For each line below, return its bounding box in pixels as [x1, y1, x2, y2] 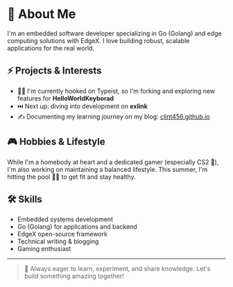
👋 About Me [7, 6, 76, 22]
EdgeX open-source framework [17, 230, 107, 238]
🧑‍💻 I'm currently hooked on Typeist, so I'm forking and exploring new [17, 87, 216, 95]
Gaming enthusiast [17, 245, 71, 253]
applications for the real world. [7, 44, 95, 52]
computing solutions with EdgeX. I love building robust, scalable [7, 36, 190, 44]
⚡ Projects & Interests [7, 65, 102, 77]
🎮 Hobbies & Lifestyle [7, 136, 105, 148]
